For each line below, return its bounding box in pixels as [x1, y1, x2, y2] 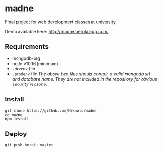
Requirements [5, 42, 49, 51]
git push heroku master [5, 143, 54, 148]
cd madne [5, 112, 23, 117]
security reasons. [12, 81, 48, 87]
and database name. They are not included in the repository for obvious [12, 76, 157, 82]
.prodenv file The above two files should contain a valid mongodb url [12, 71, 150, 77]
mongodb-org [12, 55, 40, 61]
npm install [5, 117, 29, 121]
